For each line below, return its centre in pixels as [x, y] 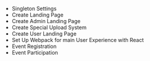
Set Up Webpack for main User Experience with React [78, 40]
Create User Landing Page [44, 34]
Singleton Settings [34, 9]
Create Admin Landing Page [46, 21]
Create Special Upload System [49, 27]
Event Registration [34, 46]
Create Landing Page [38, 15]
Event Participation [35, 52]
